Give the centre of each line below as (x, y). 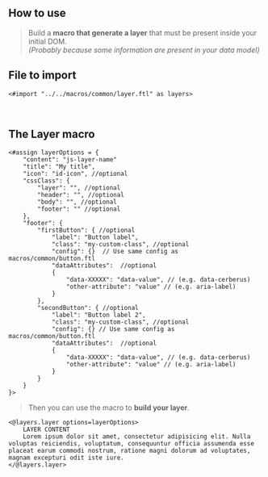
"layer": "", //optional (79, 188)
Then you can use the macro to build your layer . (109, 408)
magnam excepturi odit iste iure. (67, 458)
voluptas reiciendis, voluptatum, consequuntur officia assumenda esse (131, 444)
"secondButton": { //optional (88, 308)
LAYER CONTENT (46, 430)
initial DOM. (47, 41)
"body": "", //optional (77, 202)
